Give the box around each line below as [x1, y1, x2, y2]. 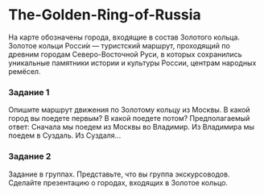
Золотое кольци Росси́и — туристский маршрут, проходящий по [8, 40, 231, 50]
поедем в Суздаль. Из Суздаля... [8, 131, 122, 140]
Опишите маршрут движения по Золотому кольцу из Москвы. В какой [8, 105, 251, 114]
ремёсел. [8, 66, 41, 76]
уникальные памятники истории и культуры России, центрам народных [8, 58, 257, 68]
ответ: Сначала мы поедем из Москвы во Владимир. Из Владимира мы [8, 122, 255, 132]
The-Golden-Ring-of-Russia [8, 6, 201, 24]
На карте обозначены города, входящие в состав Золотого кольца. [8, 32, 240, 42]
